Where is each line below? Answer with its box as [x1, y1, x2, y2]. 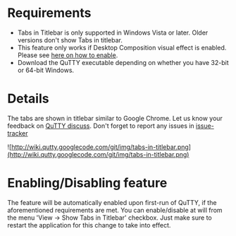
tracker [7, 129, 28, 137]
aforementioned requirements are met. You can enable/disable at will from [7, 206, 223, 214]
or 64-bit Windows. [17, 66, 75, 74]
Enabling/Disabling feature [7, 175, 168, 191]
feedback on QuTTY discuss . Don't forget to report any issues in [7, 122, 195, 130]
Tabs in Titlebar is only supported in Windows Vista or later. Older [17, 28, 209, 37]
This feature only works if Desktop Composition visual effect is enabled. [17, 43, 227, 52]
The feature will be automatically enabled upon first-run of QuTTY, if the [7, 198, 217, 206]
